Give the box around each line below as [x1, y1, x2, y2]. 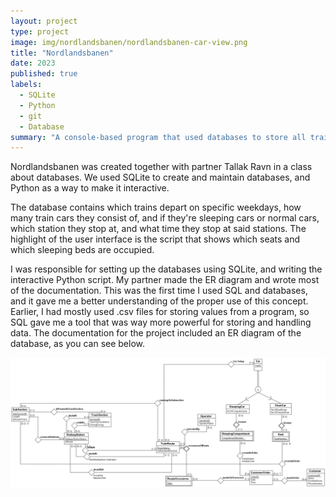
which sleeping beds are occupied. [10, 244, 155, 256]
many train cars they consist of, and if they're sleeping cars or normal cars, [10, 212, 320, 224]
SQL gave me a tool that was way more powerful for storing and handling [10, 316, 312, 329]
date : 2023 [10, 58, 56, 69]
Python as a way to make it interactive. [10, 182, 170, 194]
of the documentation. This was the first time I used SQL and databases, [10, 285, 308, 297]
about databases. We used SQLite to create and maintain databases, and [10, 171, 311, 184]
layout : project [10, 16, 78, 26]
